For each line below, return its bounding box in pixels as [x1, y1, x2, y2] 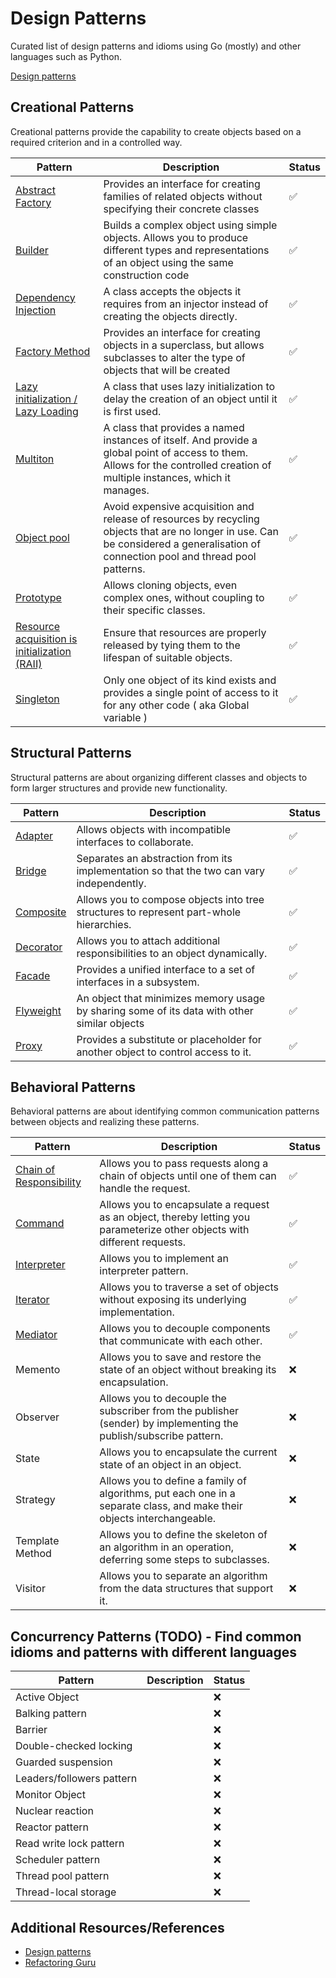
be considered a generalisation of [103, 537, 262, 551]
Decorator [15, 940, 63, 954]
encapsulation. [99, 1375, 169, 1389]
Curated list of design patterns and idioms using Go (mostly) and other [10, 40, 302, 52]
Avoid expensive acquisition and [103, 499, 255, 513]
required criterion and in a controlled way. [10, 136, 183, 148]
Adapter [15, 828, 54, 842]
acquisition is [15, 632, 78, 646]
